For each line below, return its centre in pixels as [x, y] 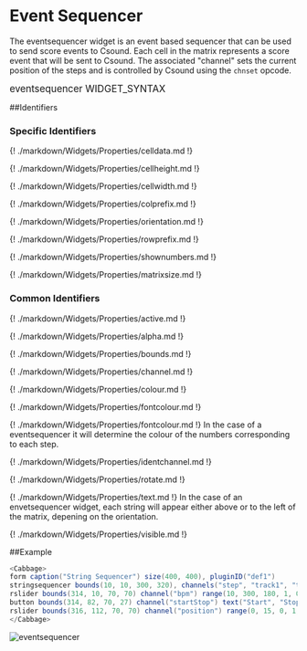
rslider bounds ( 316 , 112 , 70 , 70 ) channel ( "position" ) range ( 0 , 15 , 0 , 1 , [155, 611]
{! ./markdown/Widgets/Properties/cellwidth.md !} [104, 186]
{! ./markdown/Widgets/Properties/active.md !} [98, 318]
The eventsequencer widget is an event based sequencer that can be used [151, 41]
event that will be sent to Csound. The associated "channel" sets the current [153, 60]
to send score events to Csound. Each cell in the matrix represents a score [149, 50]
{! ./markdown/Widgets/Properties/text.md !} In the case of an [126, 497]
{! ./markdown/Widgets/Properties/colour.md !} [98, 389]
